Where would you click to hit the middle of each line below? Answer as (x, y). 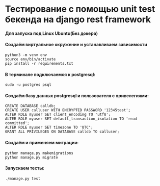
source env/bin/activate (30, 59)
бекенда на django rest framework (78, 19)
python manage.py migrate (31, 157)
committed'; (17, 123)
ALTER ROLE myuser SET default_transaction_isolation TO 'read (71, 119)
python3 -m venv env (26, 55)
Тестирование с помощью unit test (80, 9)
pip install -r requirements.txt (39, 63)
